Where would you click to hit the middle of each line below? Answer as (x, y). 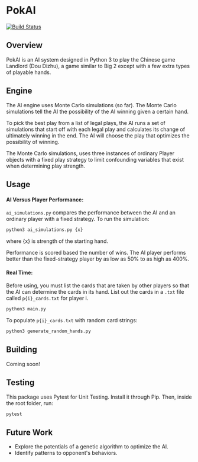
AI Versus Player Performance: (45, 200)
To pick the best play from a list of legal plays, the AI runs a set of (86, 123)
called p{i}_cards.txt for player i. (47, 298)
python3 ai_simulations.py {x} (45, 230)
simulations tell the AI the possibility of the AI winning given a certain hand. (98, 111)
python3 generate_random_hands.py (49, 331)
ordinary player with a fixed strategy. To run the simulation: (78, 219)
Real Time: (20, 272)
